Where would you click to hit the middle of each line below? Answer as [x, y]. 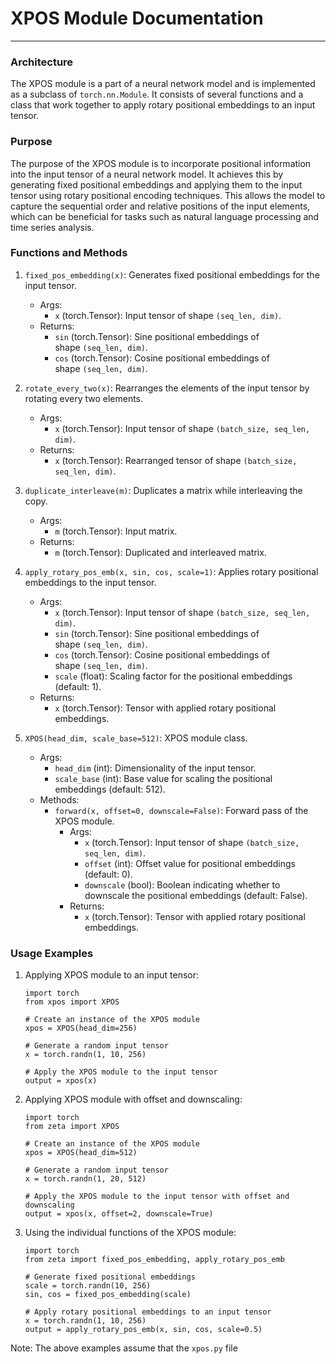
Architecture [42, 62]
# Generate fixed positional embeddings [110, 1277]
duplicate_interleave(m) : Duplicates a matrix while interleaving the [163, 490]
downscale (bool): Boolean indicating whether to [182, 884]
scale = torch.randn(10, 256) [88, 1286]
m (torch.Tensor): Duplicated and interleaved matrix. [160, 552]
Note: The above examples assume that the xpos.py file [124, 1348]
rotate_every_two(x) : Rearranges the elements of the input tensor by [167, 388]
